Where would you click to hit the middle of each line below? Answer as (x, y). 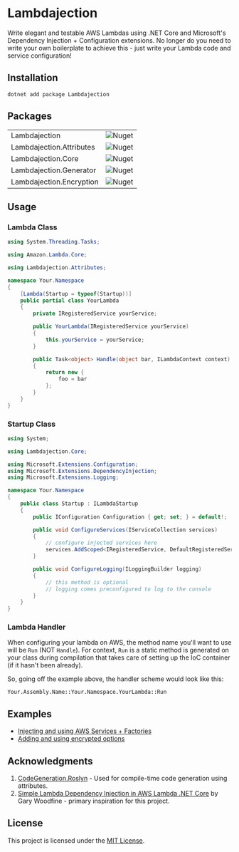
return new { (64, 373)
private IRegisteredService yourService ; (95, 314)
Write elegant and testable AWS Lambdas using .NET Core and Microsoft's (117, 33)
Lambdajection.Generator (54, 170)
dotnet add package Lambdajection (59, 94)
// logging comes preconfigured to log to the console (128, 589)
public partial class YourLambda (70, 301)
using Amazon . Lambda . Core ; (47, 255)
